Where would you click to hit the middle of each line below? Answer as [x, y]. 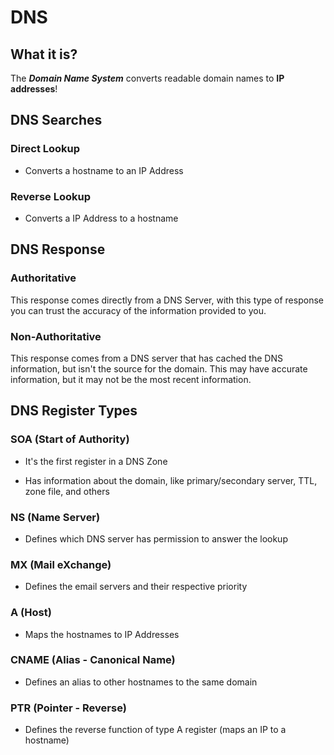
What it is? [44, 54]
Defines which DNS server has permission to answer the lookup [156, 538]
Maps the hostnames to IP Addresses [102, 634]
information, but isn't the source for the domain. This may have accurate [159, 368]
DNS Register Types [74, 411]
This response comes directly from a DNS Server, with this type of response [167, 300]
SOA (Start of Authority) [70, 439]
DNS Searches [56, 120]
